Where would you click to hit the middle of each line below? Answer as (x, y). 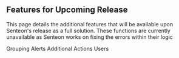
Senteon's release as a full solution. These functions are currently (89, 30)
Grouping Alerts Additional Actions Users (58, 48)
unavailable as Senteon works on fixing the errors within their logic (89, 37)
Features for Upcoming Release (67, 10)
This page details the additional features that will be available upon (90, 24)
